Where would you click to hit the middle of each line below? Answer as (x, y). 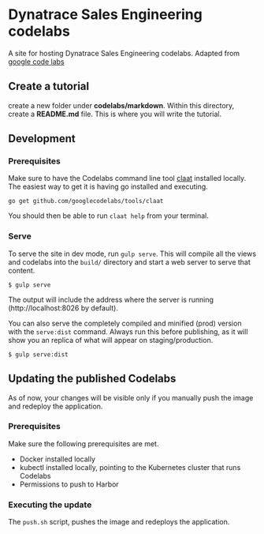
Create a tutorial (48, 86)
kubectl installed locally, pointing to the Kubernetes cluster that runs (130, 467)
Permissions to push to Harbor (69, 484)
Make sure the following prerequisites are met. (84, 443)
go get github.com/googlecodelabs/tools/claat (86, 201)
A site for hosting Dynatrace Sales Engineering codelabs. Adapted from (124, 53)
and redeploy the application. (56, 406)
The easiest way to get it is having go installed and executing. (108, 186)
